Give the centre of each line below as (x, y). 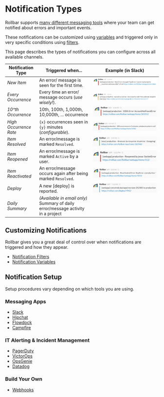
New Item (17, 83)
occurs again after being (63, 174)
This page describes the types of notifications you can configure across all (80, 52)
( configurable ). (54, 132)
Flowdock (22, 322)
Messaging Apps (26, 301)
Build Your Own (24, 379)
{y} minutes (51, 127)
